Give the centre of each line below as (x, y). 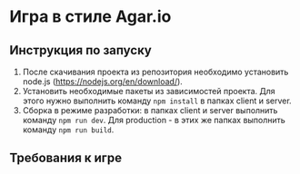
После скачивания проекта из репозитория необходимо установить (155, 72)
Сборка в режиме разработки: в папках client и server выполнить (150, 110)
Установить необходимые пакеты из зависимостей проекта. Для (149, 91)
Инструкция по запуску (80, 50)
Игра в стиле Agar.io (90, 17)
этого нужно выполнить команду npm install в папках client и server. (157, 101)
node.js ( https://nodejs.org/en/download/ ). (103, 82)
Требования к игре (66, 158)
